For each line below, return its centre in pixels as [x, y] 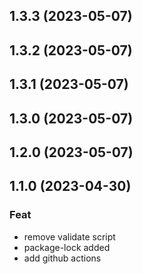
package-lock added [67, 247]
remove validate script [69, 236]
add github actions [62, 258]
